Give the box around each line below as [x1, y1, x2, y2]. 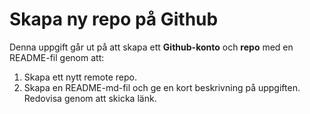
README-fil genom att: [9, 51, 105, 63]
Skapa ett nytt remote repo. [23, 71, 137, 83]
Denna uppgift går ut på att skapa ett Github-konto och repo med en [9, 41, 294, 53]
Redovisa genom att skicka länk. [23, 92, 157, 104]
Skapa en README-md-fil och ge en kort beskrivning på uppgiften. [23, 81, 301, 93]
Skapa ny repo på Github [9, 8, 219, 31]
